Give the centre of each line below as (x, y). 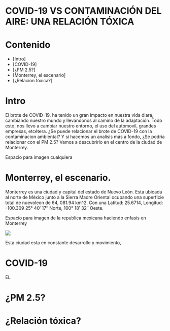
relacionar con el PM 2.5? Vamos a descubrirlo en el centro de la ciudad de (84, 142)
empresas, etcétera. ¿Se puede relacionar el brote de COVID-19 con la (79, 131)
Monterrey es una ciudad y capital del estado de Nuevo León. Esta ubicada (84, 192)
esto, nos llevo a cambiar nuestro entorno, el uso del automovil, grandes (81, 126)
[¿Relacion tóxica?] (32, 81)
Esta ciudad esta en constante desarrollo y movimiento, (63, 243)
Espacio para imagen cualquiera (39, 157)
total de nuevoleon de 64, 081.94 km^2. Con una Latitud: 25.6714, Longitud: (84, 203)
